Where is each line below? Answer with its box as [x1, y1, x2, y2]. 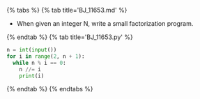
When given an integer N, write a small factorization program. [16, 20, 194, 27]
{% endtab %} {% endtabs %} [6, 85, 93, 93]
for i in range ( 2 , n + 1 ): [6, 52, 85, 60]
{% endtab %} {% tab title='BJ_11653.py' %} [6, 33, 133, 41]
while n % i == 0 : [13, 59, 67, 66]
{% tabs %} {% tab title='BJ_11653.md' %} [6, 6, 128, 14]
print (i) [19, 73, 45, 79]
